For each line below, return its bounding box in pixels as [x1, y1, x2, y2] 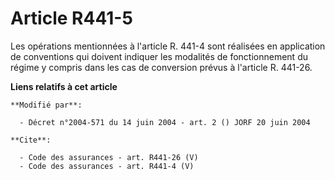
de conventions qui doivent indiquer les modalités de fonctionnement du [10, 50, 308, 62]
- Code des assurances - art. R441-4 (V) [19, 161, 195, 171]
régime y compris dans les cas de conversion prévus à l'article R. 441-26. [10, 61, 313, 73]
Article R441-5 [10, 7, 133, 30]
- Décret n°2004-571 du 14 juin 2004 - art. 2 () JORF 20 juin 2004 [19, 117, 311, 127]
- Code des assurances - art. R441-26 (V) [19, 152, 199, 162]
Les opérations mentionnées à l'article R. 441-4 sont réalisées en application [10, 40, 326, 52]
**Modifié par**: [10, 100, 83, 110]
